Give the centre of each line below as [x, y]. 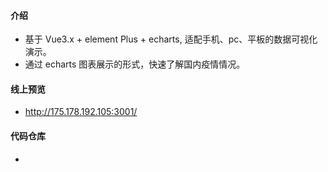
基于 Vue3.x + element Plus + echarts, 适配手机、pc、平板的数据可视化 [171, 39]
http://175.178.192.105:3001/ [81, 112]
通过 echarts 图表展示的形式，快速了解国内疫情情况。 [135, 64]
